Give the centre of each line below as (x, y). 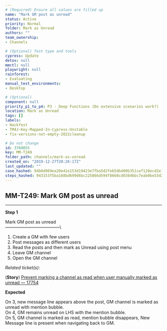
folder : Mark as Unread (30, 28)
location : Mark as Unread (32, 111)
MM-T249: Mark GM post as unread (62, 195)
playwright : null (23, 70)
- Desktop (15, 88)
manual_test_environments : (33, 84)
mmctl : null (17, 65)
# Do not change (22, 143)
